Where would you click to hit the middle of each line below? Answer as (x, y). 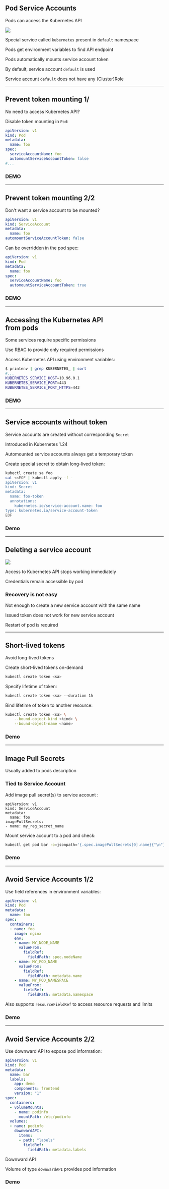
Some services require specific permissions (51, 340)
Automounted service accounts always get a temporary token (69, 454)
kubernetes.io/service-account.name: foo (58, 506)
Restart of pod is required (32, 625)
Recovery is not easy (31, 594)
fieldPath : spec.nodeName (55, 957)
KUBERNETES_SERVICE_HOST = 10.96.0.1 (43, 378)
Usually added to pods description (41, 771)
